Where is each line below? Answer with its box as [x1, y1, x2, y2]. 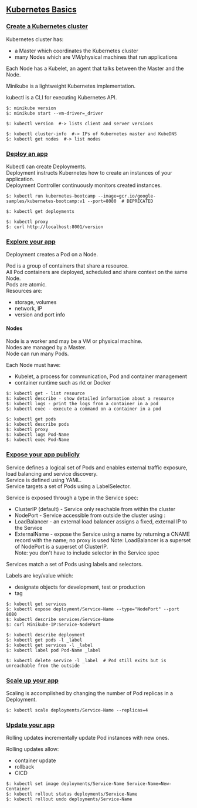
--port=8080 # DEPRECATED [87, 198, 154, 204]
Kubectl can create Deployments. [6, 163, 87, 170]
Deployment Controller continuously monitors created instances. [6, 182, 162, 189]
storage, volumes [14, 299, 57, 306]
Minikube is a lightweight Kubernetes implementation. [6, 82, 136, 89]
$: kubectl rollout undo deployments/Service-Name [6, 796, 133, 802]
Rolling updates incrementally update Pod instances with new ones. [6, 734, 169, 742]
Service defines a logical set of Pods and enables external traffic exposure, [6, 464, 188, 471]
